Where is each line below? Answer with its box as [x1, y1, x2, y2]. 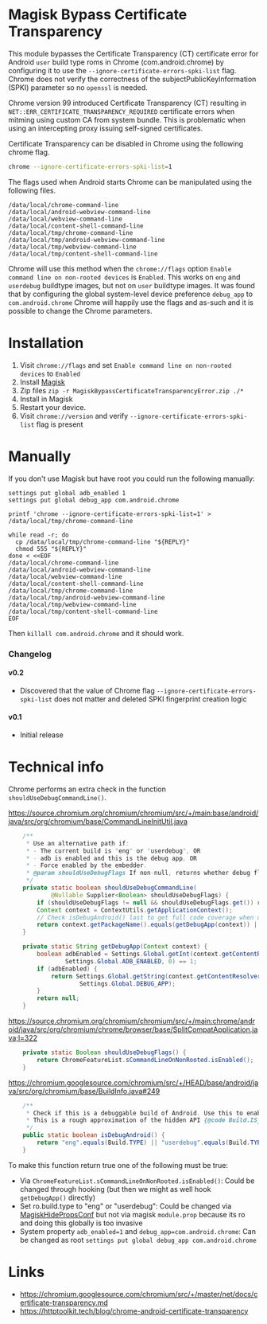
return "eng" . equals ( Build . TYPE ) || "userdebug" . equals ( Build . [37, 1138, 250, 1147]
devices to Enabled [19, 369, 81, 378]
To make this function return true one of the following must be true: [8, 1160, 229, 1170]
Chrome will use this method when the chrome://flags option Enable [8, 264, 232, 273]
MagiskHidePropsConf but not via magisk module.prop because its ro [19, 1209, 246, 1219]
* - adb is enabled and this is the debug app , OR [25, 854, 197, 862]
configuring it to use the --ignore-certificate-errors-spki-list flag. [8, 65, 237, 75]
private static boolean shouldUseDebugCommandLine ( [22, 884, 197, 892]
